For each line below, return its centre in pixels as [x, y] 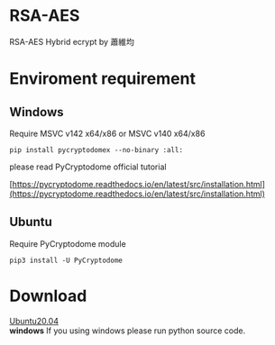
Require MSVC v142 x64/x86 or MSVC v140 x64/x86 [107, 133]
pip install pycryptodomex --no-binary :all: [96, 150]
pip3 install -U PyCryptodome [66, 260]
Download [48, 296]
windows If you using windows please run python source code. [128, 331]
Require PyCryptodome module [68, 243]
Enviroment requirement [103, 79]
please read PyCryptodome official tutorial [88, 167]
